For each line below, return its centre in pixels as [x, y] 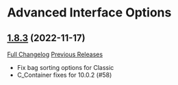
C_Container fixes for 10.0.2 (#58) [64, 75]
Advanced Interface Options [89, 13]
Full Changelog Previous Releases [55, 54]
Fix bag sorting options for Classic [65, 68]
